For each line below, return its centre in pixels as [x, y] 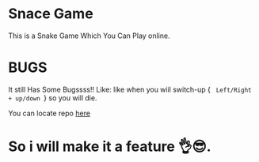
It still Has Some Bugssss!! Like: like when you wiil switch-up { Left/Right [130, 89]
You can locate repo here [50, 113]
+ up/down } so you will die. [53, 98]
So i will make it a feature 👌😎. [110, 147]
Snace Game [51, 14]
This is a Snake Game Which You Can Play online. [89, 36]
